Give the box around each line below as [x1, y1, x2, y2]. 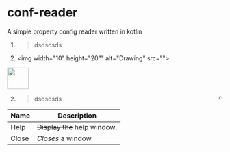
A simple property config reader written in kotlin [7, 27, 142, 36]
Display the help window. [36, 122, 118, 131]
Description [57, 111, 97, 121]
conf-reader [7, 5, 78, 21]
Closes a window [36, 134, 92, 143]
